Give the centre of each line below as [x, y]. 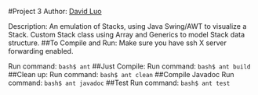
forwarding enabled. [41, 51]
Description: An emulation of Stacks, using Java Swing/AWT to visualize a [127, 26]
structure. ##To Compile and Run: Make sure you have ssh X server [118, 43]
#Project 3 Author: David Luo [55, 11]
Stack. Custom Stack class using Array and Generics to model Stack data [127, 35]
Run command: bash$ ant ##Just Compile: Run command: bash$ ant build [129, 66]
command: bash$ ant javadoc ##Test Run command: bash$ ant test [119, 83]
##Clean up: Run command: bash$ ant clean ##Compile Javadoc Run [121, 74]
